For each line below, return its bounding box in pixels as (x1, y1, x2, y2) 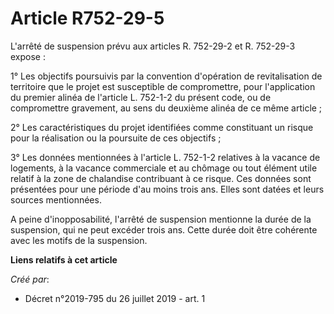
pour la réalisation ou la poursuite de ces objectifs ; (10, 132, 222, 144)
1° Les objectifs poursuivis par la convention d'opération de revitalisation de (10, 70, 323, 82)
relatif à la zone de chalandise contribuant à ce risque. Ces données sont (10, 172, 312, 184)
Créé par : (10, 273, 50, 285)
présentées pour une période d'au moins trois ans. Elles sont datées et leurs (10, 183, 325, 195)
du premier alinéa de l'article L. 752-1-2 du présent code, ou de (10, 91, 272, 103)
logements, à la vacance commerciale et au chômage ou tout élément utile (10, 162, 318, 174)
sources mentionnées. (10, 193, 102, 206)
